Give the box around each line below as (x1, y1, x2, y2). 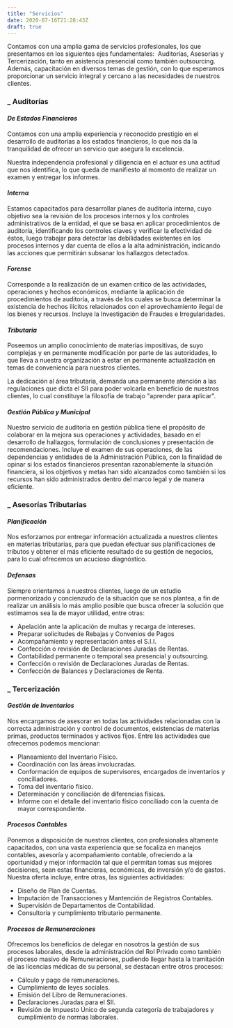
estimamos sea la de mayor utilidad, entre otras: (7, 608, 145, 617)
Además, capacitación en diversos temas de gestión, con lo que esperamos (7, 64, 225, 73)
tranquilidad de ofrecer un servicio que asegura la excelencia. (7, 144, 185, 153)
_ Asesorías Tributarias (7, 500, 87, 510)
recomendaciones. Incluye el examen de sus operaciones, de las (7, 446, 193, 454)
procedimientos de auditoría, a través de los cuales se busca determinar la (7, 294, 221, 303)
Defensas (7, 571, 36, 580)
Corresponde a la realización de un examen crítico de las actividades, (7, 280, 207, 288)
